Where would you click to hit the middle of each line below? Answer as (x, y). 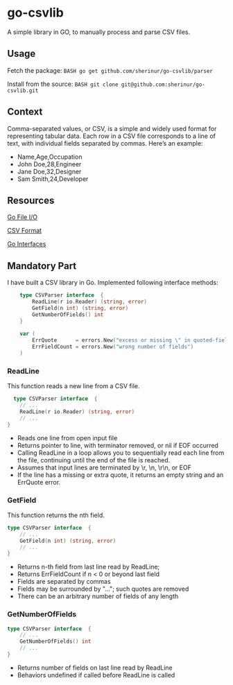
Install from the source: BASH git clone (63, 84)
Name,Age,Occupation (50, 157)
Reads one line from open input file (67, 437)
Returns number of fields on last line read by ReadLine (95, 668)
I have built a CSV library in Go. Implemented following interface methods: (113, 283)
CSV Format (25, 231)
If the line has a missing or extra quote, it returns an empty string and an (120, 475)
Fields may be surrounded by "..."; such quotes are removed (103, 589)
